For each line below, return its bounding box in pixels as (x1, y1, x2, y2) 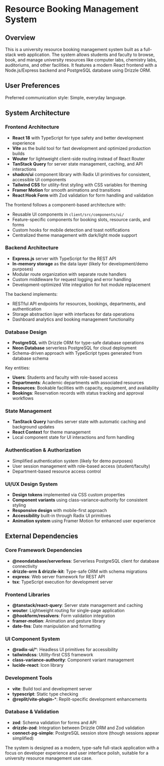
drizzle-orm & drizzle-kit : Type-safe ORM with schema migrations (12, 568, 147, 574)
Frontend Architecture (5, 124, 59, 131)
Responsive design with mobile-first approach (12, 507, 107, 513)
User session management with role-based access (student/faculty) (12, 463, 151, 469)
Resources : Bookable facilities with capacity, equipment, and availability (12, 385, 159, 391)
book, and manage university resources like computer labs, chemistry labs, (5, 57, 157, 62)
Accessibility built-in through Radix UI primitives (12, 512, 111, 518)
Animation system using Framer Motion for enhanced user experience (12, 517, 156, 524)
